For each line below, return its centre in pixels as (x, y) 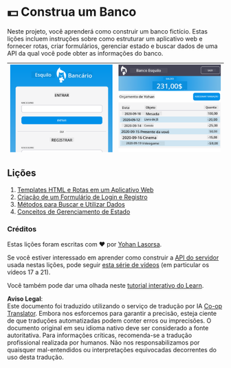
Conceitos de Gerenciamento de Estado (74, 211)
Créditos (22, 229)
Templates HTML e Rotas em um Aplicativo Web (85, 189)
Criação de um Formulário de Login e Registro (82, 197)
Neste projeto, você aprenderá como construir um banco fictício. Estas (108, 31)
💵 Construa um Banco (72, 12)
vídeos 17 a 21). (29, 272)
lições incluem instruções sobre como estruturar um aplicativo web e (105, 38)
